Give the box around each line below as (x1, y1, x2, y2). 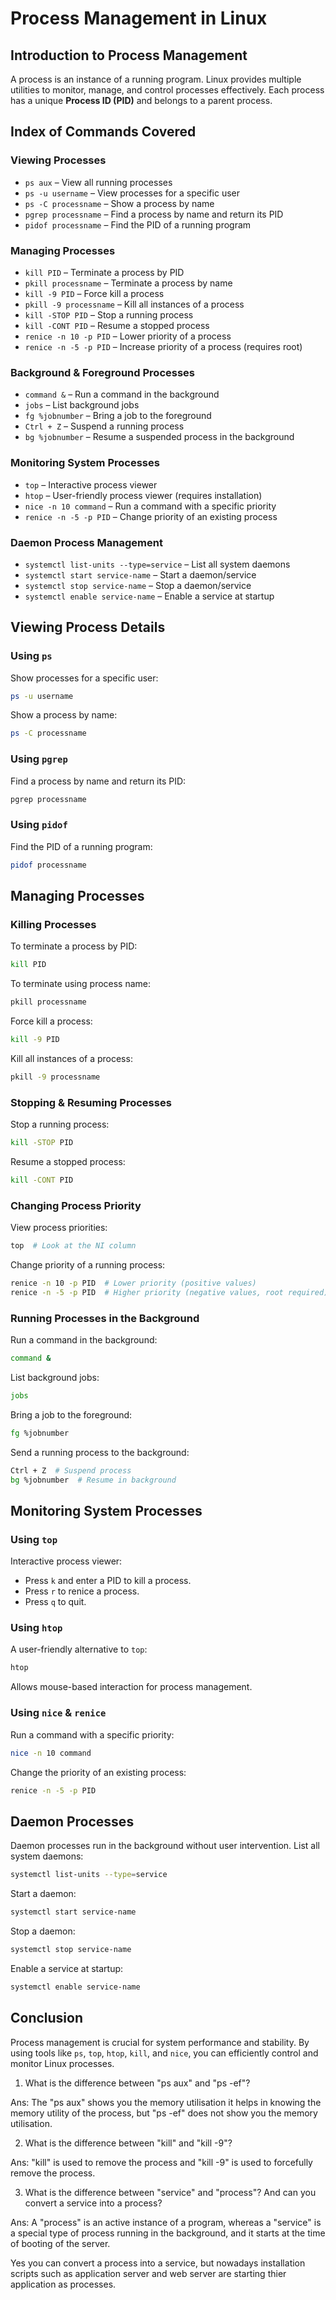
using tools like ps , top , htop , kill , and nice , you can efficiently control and (10, 2047, 319, 2059)
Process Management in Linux (10, 7, 268, 30)
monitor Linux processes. (10, 2057, 115, 2069)
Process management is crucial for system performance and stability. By (10, 2036, 310, 2048)
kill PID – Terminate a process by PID (24, 266, 185, 278)
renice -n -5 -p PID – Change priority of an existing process (24, 510, 278, 522)
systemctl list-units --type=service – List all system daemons (24, 558, 291, 570)
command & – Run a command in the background (24, 388, 220, 401)
